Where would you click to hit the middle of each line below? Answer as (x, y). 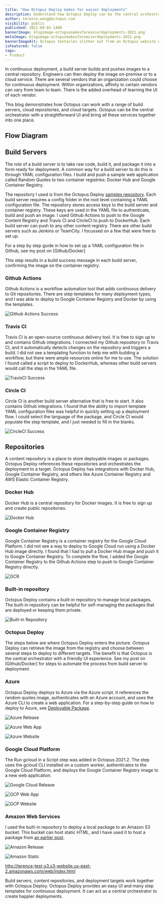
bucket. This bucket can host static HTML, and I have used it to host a (75, 833)
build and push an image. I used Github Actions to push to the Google (75, 215)
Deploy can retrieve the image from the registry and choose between (74, 648)
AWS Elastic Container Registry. (37, 479)
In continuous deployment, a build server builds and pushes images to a (77, 69)
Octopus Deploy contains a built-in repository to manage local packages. (79, 600)
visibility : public (25, 23)
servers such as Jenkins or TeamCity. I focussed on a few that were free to (81, 231)
